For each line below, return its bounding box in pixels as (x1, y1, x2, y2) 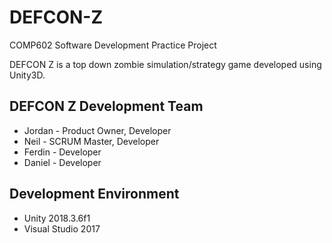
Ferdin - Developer (23, 146, 102, 158)
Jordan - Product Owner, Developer (23, 124, 172, 136)
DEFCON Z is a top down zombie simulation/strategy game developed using (9, 58, 322, 70)
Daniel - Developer (23, 156, 102, 168)
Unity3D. (9, 69, 46, 81)
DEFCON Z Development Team (9, 98, 204, 115)
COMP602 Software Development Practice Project (9, 39, 217, 51)
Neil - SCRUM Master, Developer (23, 135, 160, 147)
